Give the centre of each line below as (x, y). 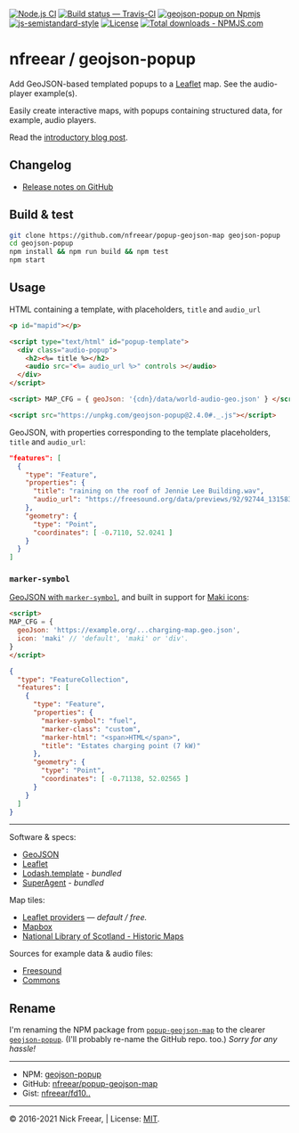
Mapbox (37, 927)
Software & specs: (43, 837)
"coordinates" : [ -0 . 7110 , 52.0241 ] (103, 533)
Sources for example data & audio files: (81, 954)
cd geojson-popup (41, 244)
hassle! (23, 1049)
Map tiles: (27, 901)
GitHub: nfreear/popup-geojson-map (90, 1084)
